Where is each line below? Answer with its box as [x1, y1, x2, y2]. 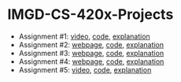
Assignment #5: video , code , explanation [18, 65, 152, 74]
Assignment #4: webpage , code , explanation [18, 57, 164, 66]
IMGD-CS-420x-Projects [7, 6, 174, 24]
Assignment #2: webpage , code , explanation [18, 39, 164, 49]
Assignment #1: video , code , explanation [18, 32, 150, 41]
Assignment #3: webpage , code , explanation [18, 48, 164, 58]
